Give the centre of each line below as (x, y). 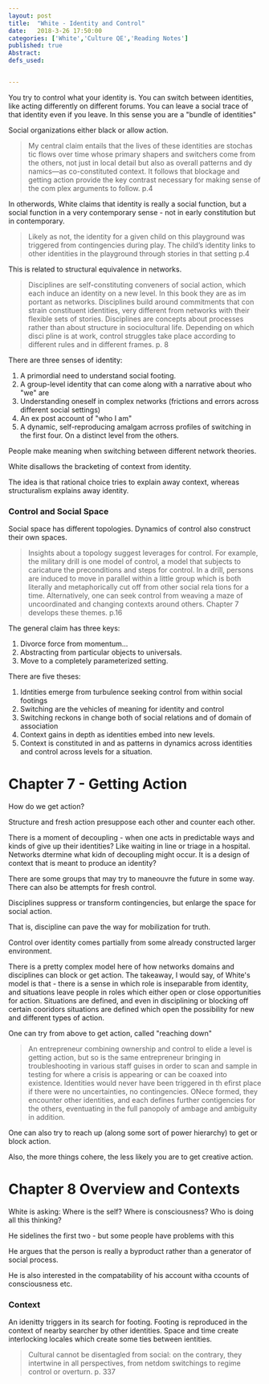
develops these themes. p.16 (75, 613)
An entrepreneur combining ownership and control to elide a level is (140, 1049)
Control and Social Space (59, 511)
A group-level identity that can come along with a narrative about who (136, 384)
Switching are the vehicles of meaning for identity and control (122, 709)
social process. (33, 1260)
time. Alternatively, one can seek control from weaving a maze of (135, 596)
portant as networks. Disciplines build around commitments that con (141, 301)
